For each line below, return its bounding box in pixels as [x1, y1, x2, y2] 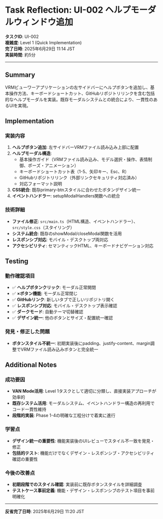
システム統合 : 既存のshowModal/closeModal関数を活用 [12, 231, 122, 236]
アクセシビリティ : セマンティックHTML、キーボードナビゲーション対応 [12, 243, 154, 249]
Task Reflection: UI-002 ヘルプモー [5, 4, 148, 16]
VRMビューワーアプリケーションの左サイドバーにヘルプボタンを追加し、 [5, 84, 150, 90]
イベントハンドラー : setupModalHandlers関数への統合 [12, 193, 120, 199]
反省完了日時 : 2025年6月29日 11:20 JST [5, 509, 84, 514]
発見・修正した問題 [5, 328, 50, 335]
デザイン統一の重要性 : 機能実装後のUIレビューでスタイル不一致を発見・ [12, 438, 155, 444]
